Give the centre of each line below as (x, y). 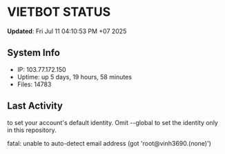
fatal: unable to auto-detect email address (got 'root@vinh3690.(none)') (109, 143)
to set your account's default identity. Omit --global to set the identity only (113, 122)
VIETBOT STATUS (59, 12)
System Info (34, 53)
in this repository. (32, 130)
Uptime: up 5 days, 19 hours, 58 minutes (75, 77)
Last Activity (35, 106)
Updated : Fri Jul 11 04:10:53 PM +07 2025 (67, 31)
